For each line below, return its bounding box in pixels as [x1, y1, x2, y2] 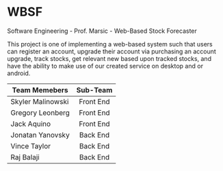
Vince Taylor [10, 141, 51, 150]
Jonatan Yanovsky [10, 130, 70, 140]
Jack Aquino [10, 119, 51, 129]
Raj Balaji [10, 152, 40, 161]
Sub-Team [76, 85, 113, 94]
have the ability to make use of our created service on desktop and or [7, 62, 204, 70]
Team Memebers [12, 85, 68, 94]
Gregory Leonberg [10, 107, 70, 117]
